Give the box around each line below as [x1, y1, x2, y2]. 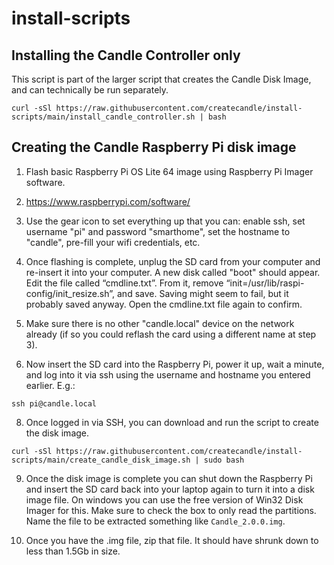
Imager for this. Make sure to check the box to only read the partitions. [25, 504, 317, 516]
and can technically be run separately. [11, 84, 169, 96]
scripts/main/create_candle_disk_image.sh [11, 455, 191, 465]
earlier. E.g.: [25, 379, 76, 391]
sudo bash [203, 455, 245, 465]
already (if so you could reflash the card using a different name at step [25, 328, 317, 340]
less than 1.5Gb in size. [25, 545, 121, 557]
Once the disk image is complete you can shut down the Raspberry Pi [25, 472, 313, 484]
